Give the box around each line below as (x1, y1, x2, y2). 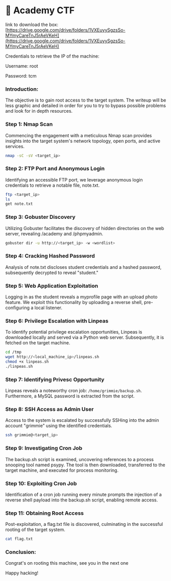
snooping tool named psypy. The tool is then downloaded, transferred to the (5, 462, 165, 468)
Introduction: (5, 85, 39, 92)
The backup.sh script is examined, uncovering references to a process (5, 456, 154, 462)
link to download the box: (5, 21, 59, 28)
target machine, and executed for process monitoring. (5, 467, 119, 473)
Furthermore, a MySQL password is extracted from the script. (5, 393, 135, 399)
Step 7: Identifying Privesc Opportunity (5, 376, 105, 383)
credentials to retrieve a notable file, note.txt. (5, 182, 100, 188)
